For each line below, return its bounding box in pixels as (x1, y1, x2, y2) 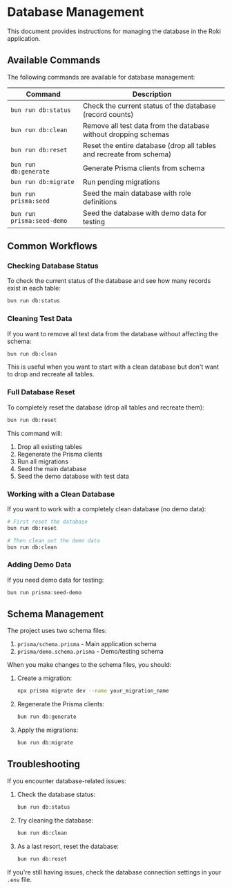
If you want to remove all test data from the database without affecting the (7, 329, 219, 338)
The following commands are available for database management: (7, 73, 195, 81)
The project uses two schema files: (7, 627, 107, 635)
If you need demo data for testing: (7, 576, 104, 584)
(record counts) (82, 109, 134, 119)
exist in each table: (7, 284, 61, 293)
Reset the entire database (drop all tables (82, 140, 216, 150)
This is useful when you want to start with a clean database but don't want (7, 363, 220, 371)
